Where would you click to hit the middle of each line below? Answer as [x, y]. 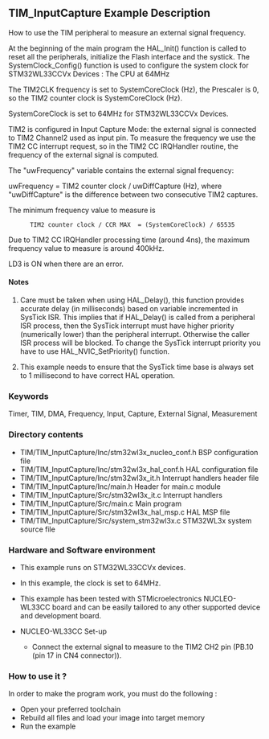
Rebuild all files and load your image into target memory [112, 718]
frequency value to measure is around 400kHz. [86, 248]
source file [38, 529]
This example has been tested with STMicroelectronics [111, 598]
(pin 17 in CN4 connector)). [77, 655]
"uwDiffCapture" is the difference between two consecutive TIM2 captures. [133, 194]
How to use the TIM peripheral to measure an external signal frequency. [127, 32]
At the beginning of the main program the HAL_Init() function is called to [127, 48]
